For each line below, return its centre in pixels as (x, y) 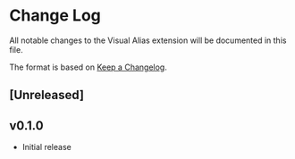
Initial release (46, 147)
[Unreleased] (47, 95)
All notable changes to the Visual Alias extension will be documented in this (148, 40)
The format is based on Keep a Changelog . (88, 67)
